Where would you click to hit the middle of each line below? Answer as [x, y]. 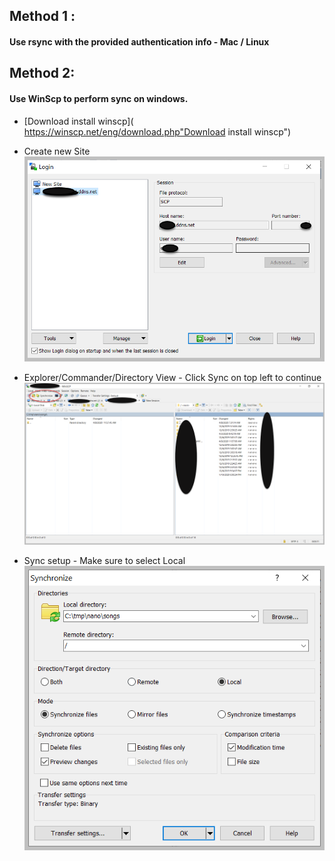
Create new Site [57, 151]
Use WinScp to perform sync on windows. [99, 98]
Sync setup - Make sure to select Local [104, 561]
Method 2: [42, 73]
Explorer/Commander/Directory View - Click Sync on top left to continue [172, 378]
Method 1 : [42, 16]
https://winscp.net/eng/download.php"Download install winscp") [157, 131]
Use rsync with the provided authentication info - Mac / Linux [139, 41]
